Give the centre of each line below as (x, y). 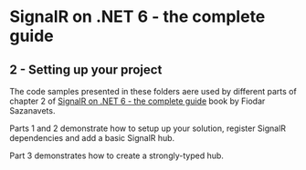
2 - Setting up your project (86, 70)
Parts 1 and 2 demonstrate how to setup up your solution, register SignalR (148, 128)
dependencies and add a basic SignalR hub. (92, 138)
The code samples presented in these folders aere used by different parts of (153, 91)
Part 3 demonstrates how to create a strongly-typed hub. (116, 155)
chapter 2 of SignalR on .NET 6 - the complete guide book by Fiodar (137, 101)
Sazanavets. (32, 110)
